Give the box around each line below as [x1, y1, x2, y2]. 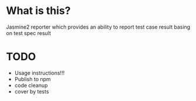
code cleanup [14, 82, 48, 89]
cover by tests [14, 88, 49, 95]
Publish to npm [14, 75, 51, 82]
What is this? [6, 4, 71, 18]
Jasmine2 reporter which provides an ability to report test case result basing [6, 23, 191, 30]
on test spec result [6, 29, 51, 36]
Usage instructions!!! [14, 69, 65, 76]
